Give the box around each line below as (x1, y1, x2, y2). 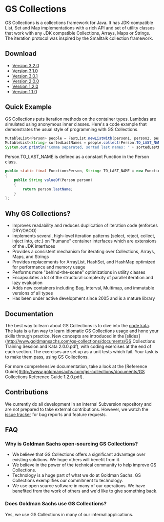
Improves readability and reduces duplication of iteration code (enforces (12, 222, 158, 229)
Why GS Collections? (5, 209, 71, 218)
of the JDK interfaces (12, 243, 55, 249)
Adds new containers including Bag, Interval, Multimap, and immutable (12, 285, 155, 291)
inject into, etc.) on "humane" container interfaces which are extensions (12, 238, 157, 244)
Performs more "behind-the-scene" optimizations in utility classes (12, 269, 145, 275)
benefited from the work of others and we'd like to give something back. (12, 488, 158, 494)
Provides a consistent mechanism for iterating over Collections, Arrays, (12, 249, 155, 255)
